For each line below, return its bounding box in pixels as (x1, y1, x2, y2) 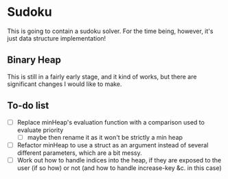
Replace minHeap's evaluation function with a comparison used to (16, 118, 205, 126)
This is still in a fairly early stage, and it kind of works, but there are (7, 72, 197, 81)
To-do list (7, 100, 49, 112)
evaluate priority (16, 125, 64, 134)
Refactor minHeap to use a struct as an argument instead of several (16, 140, 209, 149)
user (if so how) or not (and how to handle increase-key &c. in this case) (16, 163, 222, 172)
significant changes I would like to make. (7, 80, 122, 88)
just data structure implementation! (7, 34, 106, 42)
